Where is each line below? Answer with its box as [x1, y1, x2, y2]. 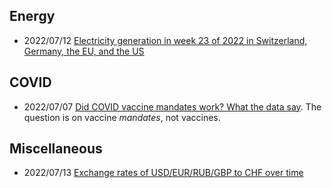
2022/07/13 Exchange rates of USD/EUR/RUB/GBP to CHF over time [23, 167, 304, 179]
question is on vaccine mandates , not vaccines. [23, 111, 221, 123]
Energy [9, 8, 56, 25]
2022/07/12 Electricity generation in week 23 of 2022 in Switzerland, [23, 34, 308, 46]
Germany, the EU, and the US [23, 45, 145, 57]
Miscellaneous [9, 140, 103, 158]
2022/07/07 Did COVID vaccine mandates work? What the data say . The [23, 100, 322, 113]
